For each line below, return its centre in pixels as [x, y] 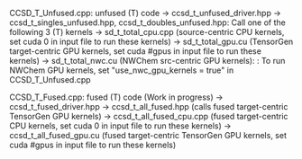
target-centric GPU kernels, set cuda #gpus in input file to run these [135, 51]
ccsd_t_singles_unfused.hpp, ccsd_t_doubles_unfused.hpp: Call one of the [147, 22]
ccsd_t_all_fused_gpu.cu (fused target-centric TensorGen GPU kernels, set [148, 135]
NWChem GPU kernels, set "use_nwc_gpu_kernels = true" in [122, 70]
